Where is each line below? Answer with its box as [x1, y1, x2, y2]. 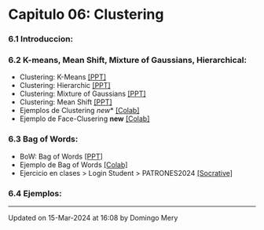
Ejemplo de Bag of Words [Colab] [19, 159, 128, 170]
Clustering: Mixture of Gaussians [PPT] [19, 89, 147, 99]
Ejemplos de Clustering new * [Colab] [19, 106, 140, 115]
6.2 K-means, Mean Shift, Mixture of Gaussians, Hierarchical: [8, 55, 247, 66]
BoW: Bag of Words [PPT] [19, 152, 104, 161]
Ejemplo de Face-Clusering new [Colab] [19, 114, 150, 123]
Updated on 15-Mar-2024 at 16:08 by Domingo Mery [8, 214, 178, 222]
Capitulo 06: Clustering [8, 5, 164, 24]
